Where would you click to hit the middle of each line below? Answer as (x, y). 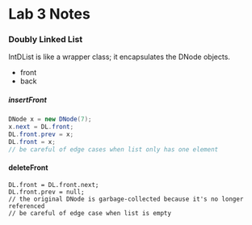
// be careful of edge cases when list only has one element (113, 149)
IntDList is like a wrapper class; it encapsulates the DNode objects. (119, 57)
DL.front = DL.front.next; (54, 185)
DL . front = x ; (32, 142)
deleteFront (28, 168)
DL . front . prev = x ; (41, 134)
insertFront (27, 100)
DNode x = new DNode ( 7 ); (50, 119)
